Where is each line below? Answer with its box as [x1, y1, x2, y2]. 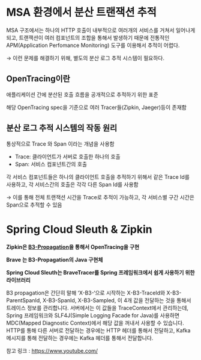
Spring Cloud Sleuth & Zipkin [6, 222, 152, 236]
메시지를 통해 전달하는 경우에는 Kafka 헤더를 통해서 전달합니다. [6, 334, 154, 341]
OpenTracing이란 [6, 73, 70, 84]
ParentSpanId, [6, 296, 42, 304]
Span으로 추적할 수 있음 [6, 201, 62, 208]
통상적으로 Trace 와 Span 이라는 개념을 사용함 [6, 140, 115, 147]
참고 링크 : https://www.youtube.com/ [6, 347, 98, 354]
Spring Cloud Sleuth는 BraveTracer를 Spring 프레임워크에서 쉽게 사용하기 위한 [6, 268, 195, 276]
